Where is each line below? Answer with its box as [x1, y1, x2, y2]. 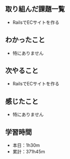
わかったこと [5, 36, 45, 44]
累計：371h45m [12, 149, 45, 155]
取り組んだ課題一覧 [5, 5, 65, 14]
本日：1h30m [12, 142, 40, 148]
